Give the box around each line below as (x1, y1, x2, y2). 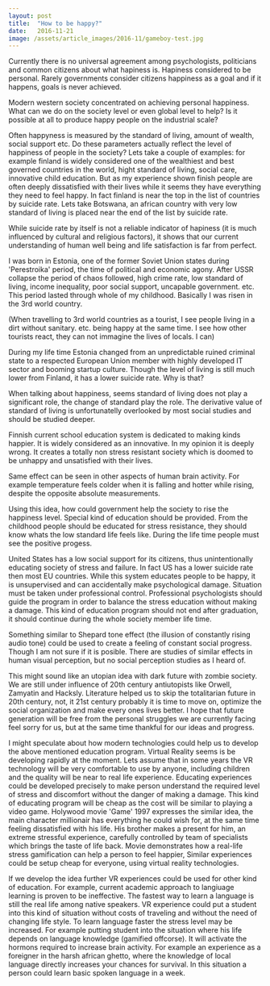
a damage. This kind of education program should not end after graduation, (8, 606, 259, 616)
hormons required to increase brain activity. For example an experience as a (8, 942, 261, 952)
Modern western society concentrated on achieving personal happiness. (8, 98, 250, 107)
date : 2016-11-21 (8, 27, 74, 35)
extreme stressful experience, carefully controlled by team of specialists (8, 833, 248, 842)
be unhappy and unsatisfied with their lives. (8, 456, 153, 466)
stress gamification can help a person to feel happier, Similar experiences (8, 850, 252, 859)
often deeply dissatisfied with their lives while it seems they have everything (8, 182, 262, 192)
